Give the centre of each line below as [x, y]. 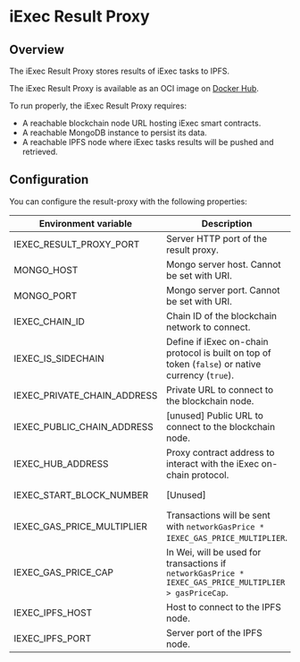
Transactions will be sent [218, 515]
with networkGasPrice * [216, 526]
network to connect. [208, 327]
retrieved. [40, 151]
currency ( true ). [200, 375]
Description [227, 223]
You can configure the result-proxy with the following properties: [128, 201]
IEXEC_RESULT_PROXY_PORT [77, 244]
